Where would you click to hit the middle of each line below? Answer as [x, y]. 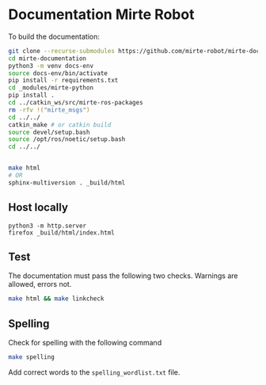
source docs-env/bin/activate [58, 73]
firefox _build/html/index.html [61, 233]
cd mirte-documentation [47, 58]
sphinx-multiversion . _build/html [67, 183]
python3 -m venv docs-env [51, 66]
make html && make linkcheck [56, 299]
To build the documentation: [54, 36]
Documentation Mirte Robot [101, 15]
